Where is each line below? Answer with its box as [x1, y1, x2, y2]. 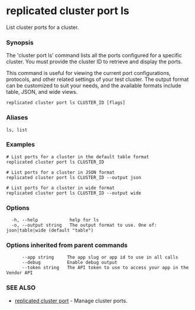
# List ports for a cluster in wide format [6, 185, 115, 191]
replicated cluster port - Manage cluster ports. [14, 297, 128, 304]
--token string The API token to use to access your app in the [21, 265, 189, 271]
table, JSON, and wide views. [6, 89, 78, 96]
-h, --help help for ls [11, 217, 99, 223]
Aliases [6, 113, 28, 122]
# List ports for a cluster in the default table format [6, 154, 149, 160]
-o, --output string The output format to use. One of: [11, 223, 158, 229]
